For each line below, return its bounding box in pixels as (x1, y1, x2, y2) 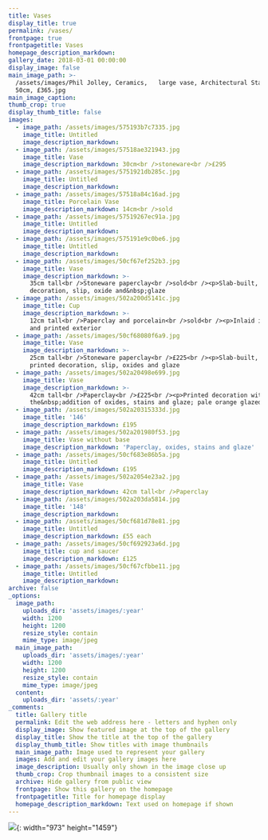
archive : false (8, 585, 59, 593)
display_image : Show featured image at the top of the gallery (15, 726, 230, 734)
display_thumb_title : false (8, 109, 102, 117)
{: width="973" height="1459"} (16, 823, 118, 833)
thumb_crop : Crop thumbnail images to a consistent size (15, 770, 209, 778)
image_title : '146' (22, 414, 88, 422)
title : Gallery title (15, 711, 88, 719)
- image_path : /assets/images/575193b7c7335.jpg (15, 123, 180, 131)
